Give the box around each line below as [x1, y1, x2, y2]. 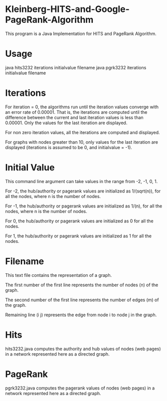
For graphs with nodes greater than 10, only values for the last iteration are [5, 139, 159, 145]
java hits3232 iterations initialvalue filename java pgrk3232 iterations [5, 64, 147, 70]
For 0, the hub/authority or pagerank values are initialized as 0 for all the [5, 218, 154, 224]
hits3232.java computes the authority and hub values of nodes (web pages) [5, 346, 161, 352]
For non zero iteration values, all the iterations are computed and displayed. [5, 129, 161, 135]
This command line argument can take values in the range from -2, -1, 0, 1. [5, 178, 158, 184]
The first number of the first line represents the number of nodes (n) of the [5, 282, 159, 288]
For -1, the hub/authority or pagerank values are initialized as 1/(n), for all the [5, 203, 163, 209]
